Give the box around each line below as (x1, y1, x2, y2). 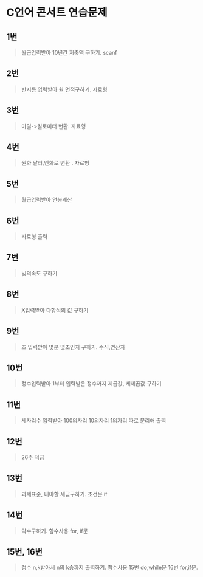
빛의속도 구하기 (21, 269, 58, 277)
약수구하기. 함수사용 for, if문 (21, 527, 88, 534)
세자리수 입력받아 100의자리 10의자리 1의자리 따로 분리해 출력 (21, 417, 167, 424)
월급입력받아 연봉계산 (21, 196, 72, 204)
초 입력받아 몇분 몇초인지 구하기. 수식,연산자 (21, 343, 126, 350)
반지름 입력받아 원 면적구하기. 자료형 (21, 86, 108, 93)
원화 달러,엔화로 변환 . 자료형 (21, 159, 90, 167)
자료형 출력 (21, 233, 48, 240)
